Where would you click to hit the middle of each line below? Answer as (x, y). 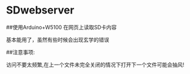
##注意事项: (21, 52)
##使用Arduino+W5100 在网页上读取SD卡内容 (61, 27)
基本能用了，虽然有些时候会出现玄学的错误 (58, 39)
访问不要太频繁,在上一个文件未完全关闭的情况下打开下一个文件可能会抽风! (95, 65)
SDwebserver (40, 10)
